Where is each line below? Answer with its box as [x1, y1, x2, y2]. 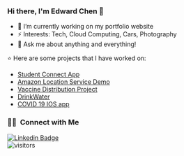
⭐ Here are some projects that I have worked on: [7, 54, 146, 62]
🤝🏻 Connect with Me [7, 118, 79, 127]
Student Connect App [17, 70, 80, 79]
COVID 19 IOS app [17, 100, 70, 108]
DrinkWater [17, 92, 50, 101]
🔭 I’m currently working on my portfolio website [17, 22, 154, 31]
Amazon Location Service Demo [17, 78, 110, 86]
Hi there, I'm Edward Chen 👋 [7, 6, 105, 16]
